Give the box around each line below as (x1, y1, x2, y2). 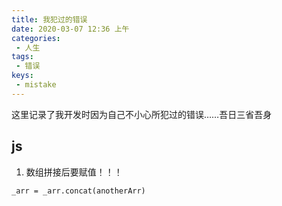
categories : (11, 33, 61, 43)
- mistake (15, 80, 57, 90)
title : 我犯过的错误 (11, 14, 88, 25)
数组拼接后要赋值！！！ (25, 166, 123, 178)
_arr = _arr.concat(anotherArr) (11, 186, 146, 196)
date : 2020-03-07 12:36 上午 (11, 24, 130, 34)
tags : (11, 52, 34, 62)
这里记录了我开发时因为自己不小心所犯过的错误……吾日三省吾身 (11, 108, 273, 120)
